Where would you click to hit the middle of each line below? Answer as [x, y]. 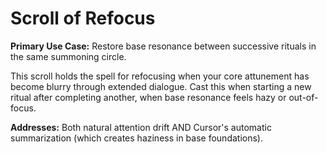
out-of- [303, 97]
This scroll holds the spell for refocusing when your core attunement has [160, 76]
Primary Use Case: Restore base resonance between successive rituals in [163, 46]
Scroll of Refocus [83, 18]
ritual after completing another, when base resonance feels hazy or [148, 97]
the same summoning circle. [68, 56]
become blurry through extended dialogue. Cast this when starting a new [161, 86]
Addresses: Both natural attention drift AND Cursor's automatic [141, 127]
